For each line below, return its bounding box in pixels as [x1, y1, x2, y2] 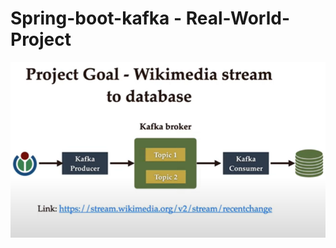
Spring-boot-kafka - [10, 7, 183, 30]
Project [10, 28, 72, 51]
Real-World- [185, 7, 290, 30]
